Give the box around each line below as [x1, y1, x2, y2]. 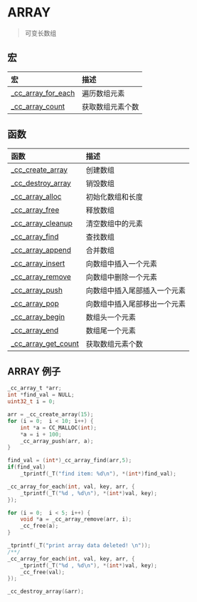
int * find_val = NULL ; [7, 392, 75, 399]
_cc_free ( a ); [20, 522, 59, 530]
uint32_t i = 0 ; [7, 398, 55, 405]
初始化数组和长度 [85, 192, 144, 202]
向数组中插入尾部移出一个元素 [85, 299, 186, 309]
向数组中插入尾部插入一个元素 [85, 285, 186, 295]
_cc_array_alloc [11, 191, 62, 201]
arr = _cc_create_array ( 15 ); [7, 411, 94, 418]
